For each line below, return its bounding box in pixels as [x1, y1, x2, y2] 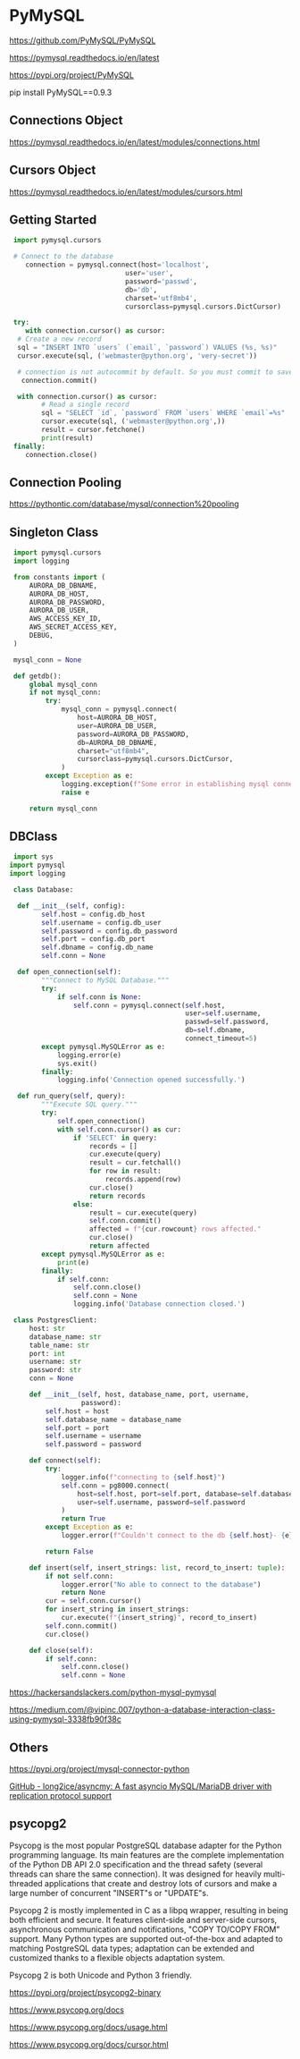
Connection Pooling [9, 475, 122, 490]
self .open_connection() [56, 1116, 146, 1125]
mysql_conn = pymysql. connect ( [61, 705, 178, 714]
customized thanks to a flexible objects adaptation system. [9, 1952, 226, 1963]
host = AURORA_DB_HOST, [77, 713, 158, 722]
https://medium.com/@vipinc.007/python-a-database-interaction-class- [9, 1705, 276, 1716]
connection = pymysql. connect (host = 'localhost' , [25, 260, 210, 269]
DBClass [9, 829, 58, 844]
